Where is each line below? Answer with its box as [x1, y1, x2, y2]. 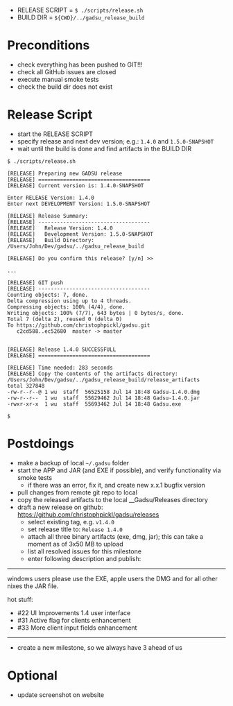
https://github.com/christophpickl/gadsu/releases [17, 510, 159, 519]
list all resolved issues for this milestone [27, 547, 142, 556]
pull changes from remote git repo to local [17, 488, 137, 497]
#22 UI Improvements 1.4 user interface [17, 608, 131, 617]
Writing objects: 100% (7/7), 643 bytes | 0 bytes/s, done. [7, 309, 185, 316]
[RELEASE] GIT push [7, 279, 64, 286]
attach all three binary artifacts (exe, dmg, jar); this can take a [27, 532, 203, 540]
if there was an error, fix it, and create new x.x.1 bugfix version [27, 481, 206, 489]
